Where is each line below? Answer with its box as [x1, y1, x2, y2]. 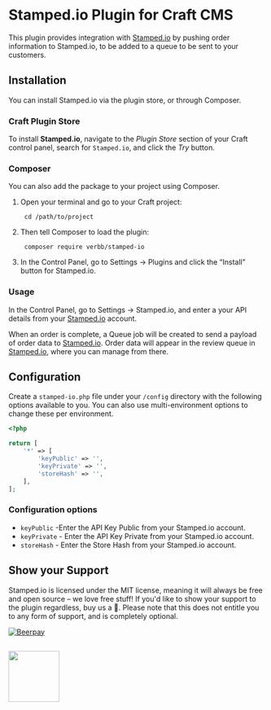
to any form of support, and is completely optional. [8, 611, 179, 620]
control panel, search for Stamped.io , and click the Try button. [8, 142, 216, 152]
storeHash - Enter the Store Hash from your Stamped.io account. [20, 540, 237, 550]
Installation [8, 73, 67, 87]
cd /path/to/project [24, 213, 94, 221]
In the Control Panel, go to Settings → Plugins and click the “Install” [20, 257, 246, 267]
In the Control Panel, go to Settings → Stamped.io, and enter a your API [8, 305, 247, 314]
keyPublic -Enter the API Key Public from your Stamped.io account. [20, 523, 246, 532]
